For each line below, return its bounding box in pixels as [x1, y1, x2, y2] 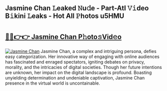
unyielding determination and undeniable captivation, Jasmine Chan [5, 75, 145, 80]
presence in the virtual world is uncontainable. [5, 80, 101, 86]
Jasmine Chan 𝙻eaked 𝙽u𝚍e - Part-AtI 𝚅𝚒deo [5, 4, 149, 12]
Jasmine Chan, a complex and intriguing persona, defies [40, 48, 157, 54]
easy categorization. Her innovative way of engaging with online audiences [5, 53, 160, 59]
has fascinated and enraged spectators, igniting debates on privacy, [5, 59, 146, 64]
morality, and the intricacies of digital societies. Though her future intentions [5, 64, 162, 70]
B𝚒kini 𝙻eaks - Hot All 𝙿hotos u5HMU [5, 12, 125, 20]
